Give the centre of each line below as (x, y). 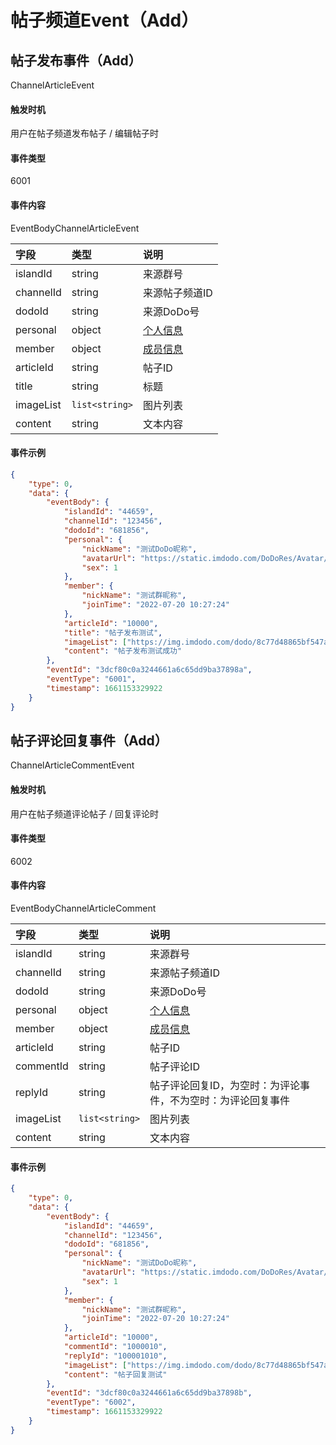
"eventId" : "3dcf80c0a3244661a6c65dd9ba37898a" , (149, 670)
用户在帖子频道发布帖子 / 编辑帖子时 (84, 133)
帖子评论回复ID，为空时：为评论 (224, 1085)
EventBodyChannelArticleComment (83, 908)
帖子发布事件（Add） (76, 60)
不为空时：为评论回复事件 (230, 1100)
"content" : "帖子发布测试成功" (123, 651)
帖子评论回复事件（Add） (89, 740)
